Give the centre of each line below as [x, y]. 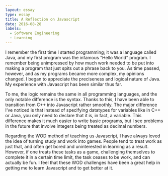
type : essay [18, 15]
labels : [13, 29]
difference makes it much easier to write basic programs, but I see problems [84, 121]
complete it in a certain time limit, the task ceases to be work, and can [78, 157]
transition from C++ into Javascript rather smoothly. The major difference [81, 105]
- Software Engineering [34, 33]
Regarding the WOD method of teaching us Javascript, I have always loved [83, 136]
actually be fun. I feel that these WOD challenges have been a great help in [83, 162]
